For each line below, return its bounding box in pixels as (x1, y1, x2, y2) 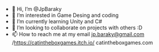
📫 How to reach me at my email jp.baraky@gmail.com (11, 31, 145, 37)
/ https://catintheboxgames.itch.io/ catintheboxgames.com (11, 39, 154, 46)
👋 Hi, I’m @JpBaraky (11, 6, 62, 12)
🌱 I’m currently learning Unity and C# (11, 18, 102, 25)
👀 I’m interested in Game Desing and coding (11, 12, 119, 19)
